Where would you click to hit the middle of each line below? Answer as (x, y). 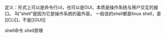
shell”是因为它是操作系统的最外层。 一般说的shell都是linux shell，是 (91, 13)
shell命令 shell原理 (24, 30)
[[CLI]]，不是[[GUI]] (25, 20)
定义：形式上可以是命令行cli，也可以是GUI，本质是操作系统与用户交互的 (79, 7)
